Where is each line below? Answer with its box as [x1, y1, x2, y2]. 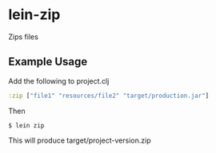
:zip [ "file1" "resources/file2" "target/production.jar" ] [8, 92, 210, 100]
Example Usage [8, 55, 88, 69]
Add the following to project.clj [8, 76, 110, 85]
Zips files [8, 32, 38, 41]
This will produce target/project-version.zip [8, 135, 151, 145]
